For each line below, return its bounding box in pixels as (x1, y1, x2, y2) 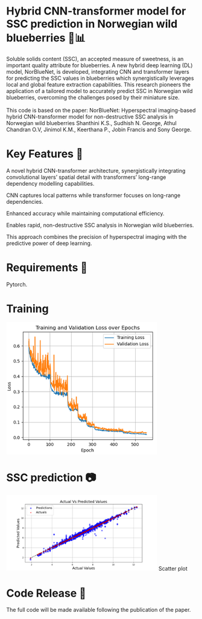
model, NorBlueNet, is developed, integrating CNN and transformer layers (6, 68, 190, 75)
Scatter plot (158, 565, 188, 572)
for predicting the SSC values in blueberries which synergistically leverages (6, 74, 194, 82)
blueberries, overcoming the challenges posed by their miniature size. (6, 94, 180, 101)
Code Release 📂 (6, 586, 86, 600)
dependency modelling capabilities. (6, 180, 95, 187)
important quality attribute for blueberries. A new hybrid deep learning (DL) (6, 62, 193, 69)
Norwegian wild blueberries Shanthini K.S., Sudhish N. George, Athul (6, 119, 177, 126)
